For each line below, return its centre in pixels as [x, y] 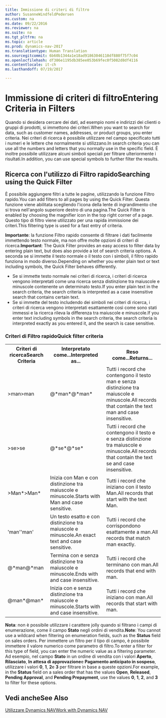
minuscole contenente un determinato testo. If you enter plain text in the [85, 286]
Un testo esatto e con [75, 517]
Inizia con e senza [71, 588]
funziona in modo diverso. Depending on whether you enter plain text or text [82, 261]
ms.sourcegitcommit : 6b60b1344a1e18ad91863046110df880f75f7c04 [72, 56]
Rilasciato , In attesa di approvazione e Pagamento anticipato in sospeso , [81, 662]
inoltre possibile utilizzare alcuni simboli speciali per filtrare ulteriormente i [81, 153]
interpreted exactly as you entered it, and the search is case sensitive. [83, 323]
